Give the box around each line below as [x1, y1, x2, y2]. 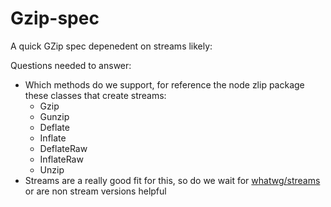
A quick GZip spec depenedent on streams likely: [10, 40, 213, 52]
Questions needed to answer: [10, 59, 132, 71]
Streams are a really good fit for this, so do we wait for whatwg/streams [24, 174, 321, 186]
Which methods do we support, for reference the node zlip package [24, 78, 305, 91]
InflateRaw [39, 153, 84, 165]
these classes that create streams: [24, 89, 167, 101]
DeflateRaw [39, 142, 88, 154]
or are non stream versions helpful [24, 185, 167, 197]
